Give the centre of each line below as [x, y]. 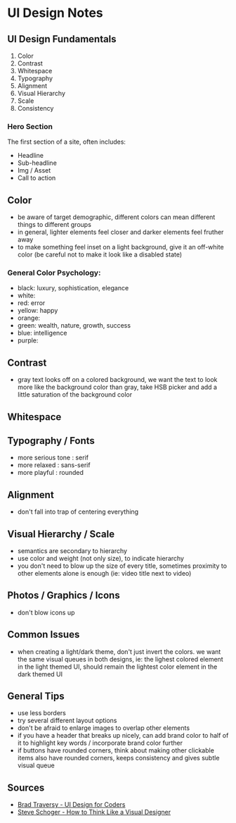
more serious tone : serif [53, 458]
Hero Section [30, 126]
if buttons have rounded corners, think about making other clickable [116, 750]
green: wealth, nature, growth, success [74, 326]
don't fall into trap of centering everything [78, 512]
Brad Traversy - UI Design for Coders [71, 805]
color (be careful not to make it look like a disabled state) [100, 254]
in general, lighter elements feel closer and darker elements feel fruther [120, 232]
